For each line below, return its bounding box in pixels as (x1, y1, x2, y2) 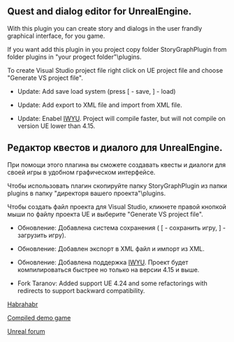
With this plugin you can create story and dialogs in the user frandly (7, 24, 203, 32)
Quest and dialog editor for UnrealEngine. (7, 6, 192, 17)
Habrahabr (7, 300, 38, 308)
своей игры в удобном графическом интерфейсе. (7, 168, 156, 176)
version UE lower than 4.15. (17, 122, 96, 130)
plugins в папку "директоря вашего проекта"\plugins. (7, 189, 166, 197)
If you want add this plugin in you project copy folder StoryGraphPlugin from (7, 45, 227, 53)
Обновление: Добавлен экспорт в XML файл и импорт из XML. (17, 244, 205, 252)
